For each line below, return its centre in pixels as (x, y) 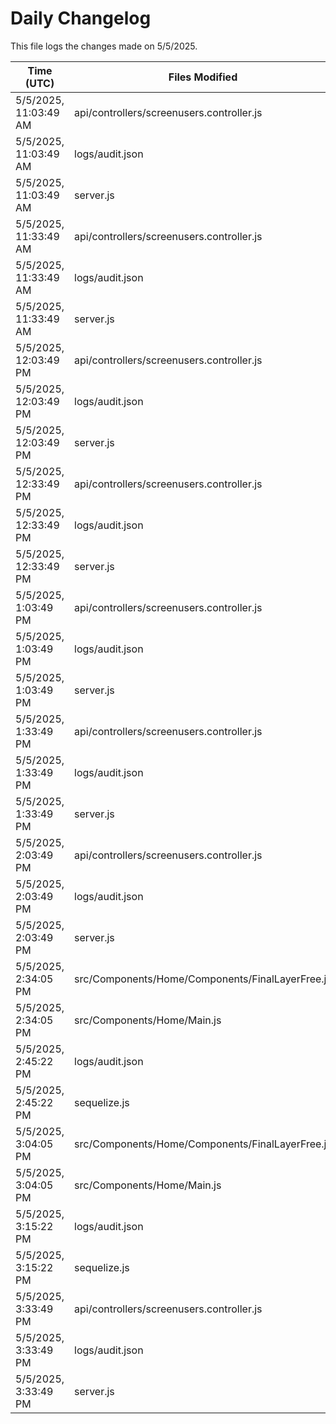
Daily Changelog (81, 18)
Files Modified (203, 77)
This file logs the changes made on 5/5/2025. (104, 46)
